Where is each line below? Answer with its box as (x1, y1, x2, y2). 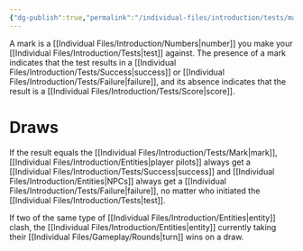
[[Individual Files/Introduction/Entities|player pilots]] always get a (9, 157, 251, 167)
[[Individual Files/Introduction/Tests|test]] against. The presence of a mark (9, 47, 287, 58)
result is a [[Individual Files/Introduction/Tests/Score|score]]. (9, 85, 235, 96)
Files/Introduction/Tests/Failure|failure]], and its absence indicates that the (9, 76, 287, 86)
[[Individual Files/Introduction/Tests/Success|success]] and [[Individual (9, 166, 275, 176)
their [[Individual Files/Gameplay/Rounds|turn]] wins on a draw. (9, 231, 244, 242)
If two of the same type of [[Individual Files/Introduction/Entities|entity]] (9, 212, 277, 223)
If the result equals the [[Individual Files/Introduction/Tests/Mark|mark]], (9, 147, 278, 157)
